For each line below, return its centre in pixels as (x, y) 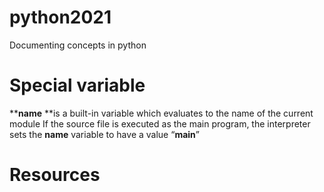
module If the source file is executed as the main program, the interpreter (160, 123)
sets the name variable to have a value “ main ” (104, 134)
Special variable (77, 85)
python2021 (60, 17)
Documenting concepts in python (78, 45)
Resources (55, 175)
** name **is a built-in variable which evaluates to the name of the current (161, 113)
